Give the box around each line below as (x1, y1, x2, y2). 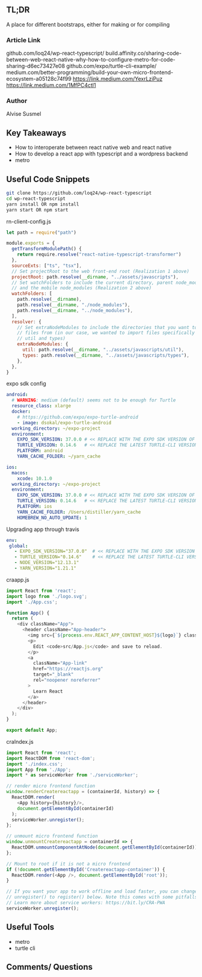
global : (8, 542, 28, 549)
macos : (11, 470, 28, 476)
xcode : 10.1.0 (17, 476, 52, 482)
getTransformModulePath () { (11, 246, 82, 252)
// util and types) (17, 336, 66, 342)
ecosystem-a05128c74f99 (6, 75, 72, 83)
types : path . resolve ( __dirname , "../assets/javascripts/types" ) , (22, 352, 189, 358)
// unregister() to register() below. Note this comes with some (6, 894, 173, 900)
